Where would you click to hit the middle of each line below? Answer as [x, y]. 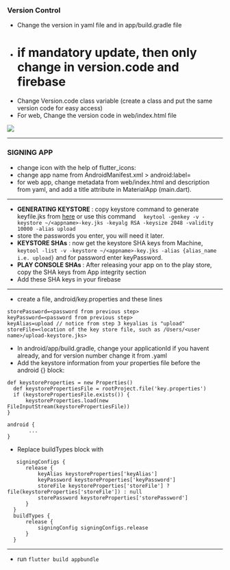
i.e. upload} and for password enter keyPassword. [90, 257]
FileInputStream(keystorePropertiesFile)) [68, 406]
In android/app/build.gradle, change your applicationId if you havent [113, 348]
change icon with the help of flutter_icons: [76, 167]
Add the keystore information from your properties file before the [108, 362]
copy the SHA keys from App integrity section [81, 272]
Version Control [34, 10]
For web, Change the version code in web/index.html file [97, 116]
